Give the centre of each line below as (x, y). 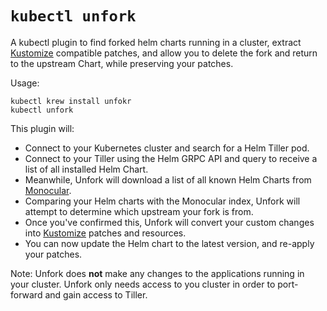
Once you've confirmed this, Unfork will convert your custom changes (169, 222)
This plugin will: (42, 128)
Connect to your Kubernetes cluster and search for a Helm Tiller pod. (167, 148)
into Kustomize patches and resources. (105, 233)
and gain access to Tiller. (96, 294)
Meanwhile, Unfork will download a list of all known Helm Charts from (168, 179)
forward (26, 294)
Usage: (25, 83)
